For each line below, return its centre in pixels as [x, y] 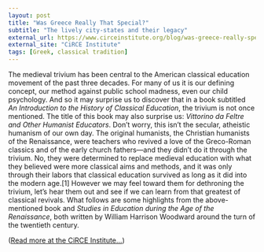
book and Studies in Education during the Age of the [129, 208]
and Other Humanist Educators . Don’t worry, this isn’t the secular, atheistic [129, 124]
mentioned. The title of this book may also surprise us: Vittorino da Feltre [126, 116]
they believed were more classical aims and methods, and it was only [120, 167]
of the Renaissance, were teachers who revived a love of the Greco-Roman [130, 141]
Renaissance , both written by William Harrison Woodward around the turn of [132, 217]
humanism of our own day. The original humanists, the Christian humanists [129, 133]
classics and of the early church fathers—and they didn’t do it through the [128, 150]
